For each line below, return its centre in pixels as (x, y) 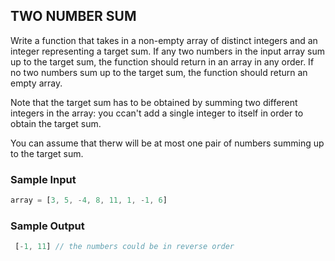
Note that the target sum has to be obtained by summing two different (154, 102)
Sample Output (47, 226)
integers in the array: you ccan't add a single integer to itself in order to (157, 113)
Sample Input (43, 179)
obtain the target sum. (56, 123)
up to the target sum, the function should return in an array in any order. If (162, 61)
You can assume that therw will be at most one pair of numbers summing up (167, 143)
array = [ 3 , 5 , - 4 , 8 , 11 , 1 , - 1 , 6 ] (89, 200)
